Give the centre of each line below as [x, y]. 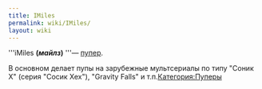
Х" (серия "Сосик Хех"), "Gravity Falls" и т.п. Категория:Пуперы [115, 77]
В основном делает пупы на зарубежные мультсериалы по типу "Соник [131, 68]
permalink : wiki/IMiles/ [50, 23]
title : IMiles [32, 15]
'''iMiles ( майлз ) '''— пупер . [56, 53]
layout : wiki [30, 30]
